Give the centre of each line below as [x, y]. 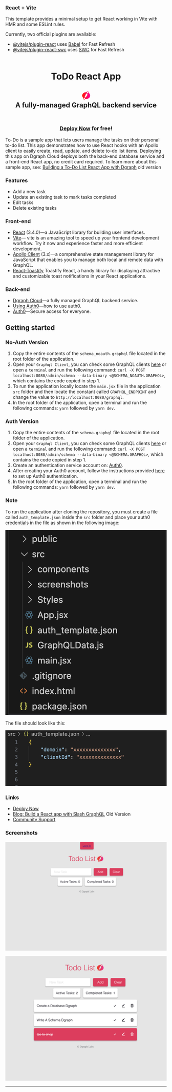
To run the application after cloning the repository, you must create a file [81, 512]
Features [17, 180]
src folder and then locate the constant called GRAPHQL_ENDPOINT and [84, 392]
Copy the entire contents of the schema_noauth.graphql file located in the [89, 354]
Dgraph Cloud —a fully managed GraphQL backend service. [76, 301]
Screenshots [21, 833]
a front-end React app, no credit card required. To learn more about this [81, 161]
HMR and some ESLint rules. [35, 24]
